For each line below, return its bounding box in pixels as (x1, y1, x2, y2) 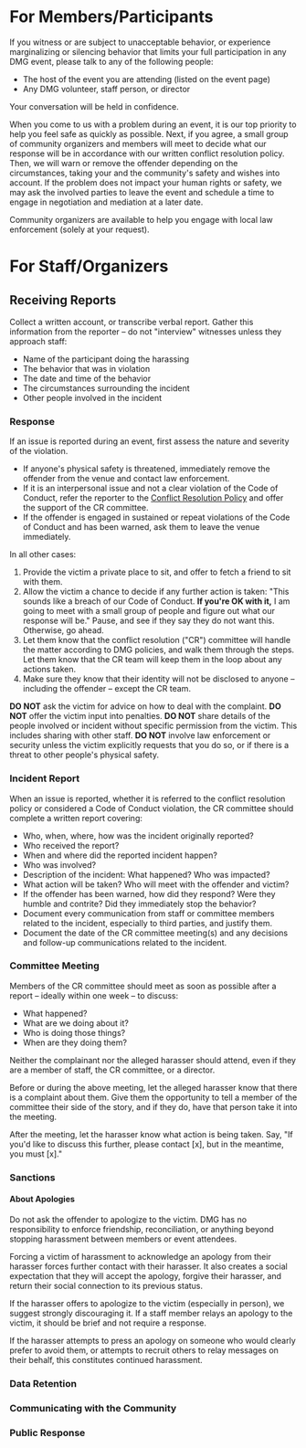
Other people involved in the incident (22, 392, 163, 403)
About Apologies (9, 1194, 76, 1205)
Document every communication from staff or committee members (22, 907, 275, 919)
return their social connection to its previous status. (9, 1280, 204, 1291)
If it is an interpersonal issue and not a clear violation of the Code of (22, 482, 279, 494)
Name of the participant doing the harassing (22, 354, 190, 365)
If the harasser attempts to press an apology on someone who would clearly (9, 1335, 297, 1346)
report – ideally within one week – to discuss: (9, 989, 179, 1001)
